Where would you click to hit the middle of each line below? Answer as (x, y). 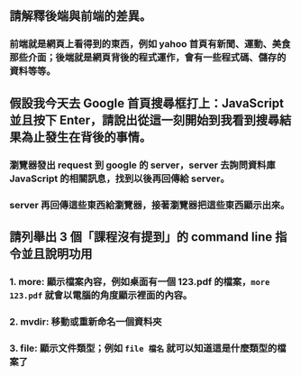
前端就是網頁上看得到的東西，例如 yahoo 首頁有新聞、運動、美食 (150, 44)
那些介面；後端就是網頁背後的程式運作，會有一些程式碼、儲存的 (148, 58)
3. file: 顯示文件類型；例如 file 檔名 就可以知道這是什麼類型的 (143, 348)
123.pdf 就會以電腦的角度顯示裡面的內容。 (101, 295)
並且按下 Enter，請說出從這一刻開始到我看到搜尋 (145, 120)
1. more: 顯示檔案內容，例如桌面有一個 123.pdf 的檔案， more (140, 281)
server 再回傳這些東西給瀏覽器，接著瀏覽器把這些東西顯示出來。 (150, 205)
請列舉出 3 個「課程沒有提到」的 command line (141, 237)
